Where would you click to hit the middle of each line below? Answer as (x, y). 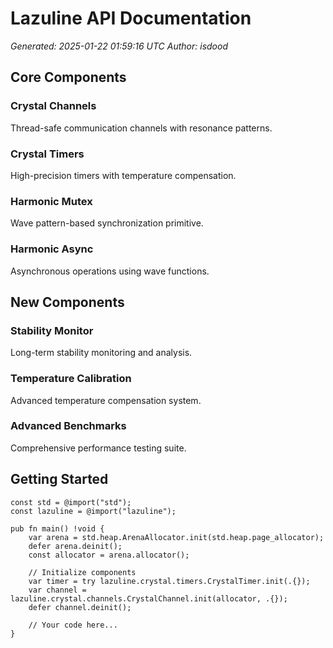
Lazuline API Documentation (131, 18)
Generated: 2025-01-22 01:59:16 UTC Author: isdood (119, 46)
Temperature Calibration (71, 379)
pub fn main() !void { (57, 528)
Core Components (68, 77)
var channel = (57, 590)
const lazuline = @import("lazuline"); (93, 511)
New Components (67, 302)
